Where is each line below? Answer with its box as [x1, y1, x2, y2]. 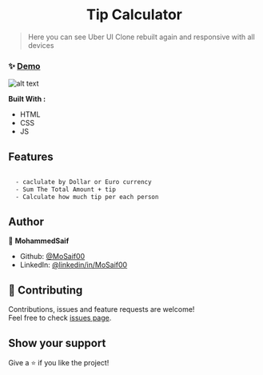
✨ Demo [8, 60, 41, 71]
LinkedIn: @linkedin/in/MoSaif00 [19, 260, 128, 269]
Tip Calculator [86, 6, 182, 24]
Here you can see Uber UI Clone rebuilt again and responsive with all [27, 32, 256, 42]
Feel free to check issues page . [8, 313, 112, 323]
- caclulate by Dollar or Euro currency [15, 178, 152, 186]
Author [8, 215, 44, 229]
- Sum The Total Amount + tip [15, 186, 116, 193]
